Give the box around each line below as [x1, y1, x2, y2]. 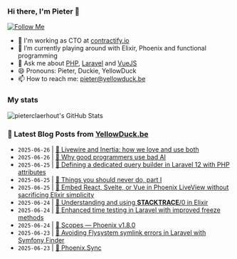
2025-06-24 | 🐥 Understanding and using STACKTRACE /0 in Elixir [17, 198, 209, 206]
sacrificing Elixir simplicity [17, 190, 95, 199]
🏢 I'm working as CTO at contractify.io [17, 36, 130, 45]
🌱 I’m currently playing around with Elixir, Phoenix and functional [17, 44, 206, 53]
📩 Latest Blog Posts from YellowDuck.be [7, 129, 149, 139]
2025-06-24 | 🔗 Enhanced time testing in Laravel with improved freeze [17, 206, 221, 214]
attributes [17, 167, 46, 176]
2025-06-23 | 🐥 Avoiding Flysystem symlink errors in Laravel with [17, 228, 206, 237]
